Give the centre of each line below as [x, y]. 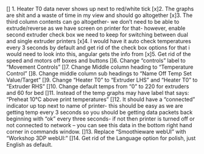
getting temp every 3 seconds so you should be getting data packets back [100, 112]
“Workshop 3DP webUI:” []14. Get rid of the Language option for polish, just [101, 138]
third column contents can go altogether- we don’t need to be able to [93, 22]
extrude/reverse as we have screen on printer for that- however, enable [96, 28]
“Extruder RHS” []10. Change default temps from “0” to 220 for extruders [98, 86]
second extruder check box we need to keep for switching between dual [97, 35]
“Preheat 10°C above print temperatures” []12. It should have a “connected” [101, 99]
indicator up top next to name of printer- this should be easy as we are [95, 106]
